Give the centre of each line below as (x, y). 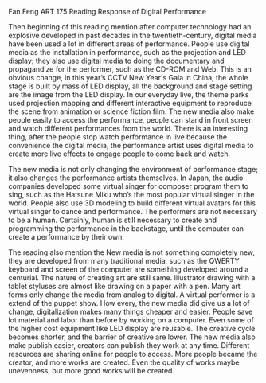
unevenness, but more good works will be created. (92, 371)
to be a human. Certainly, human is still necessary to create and (113, 220)
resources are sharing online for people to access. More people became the (133, 354)
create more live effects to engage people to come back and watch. (119, 154)
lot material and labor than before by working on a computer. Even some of (131, 320)
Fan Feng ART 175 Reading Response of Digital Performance (108, 12)
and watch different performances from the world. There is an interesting (128, 128)
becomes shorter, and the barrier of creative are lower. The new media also (132, 337)
